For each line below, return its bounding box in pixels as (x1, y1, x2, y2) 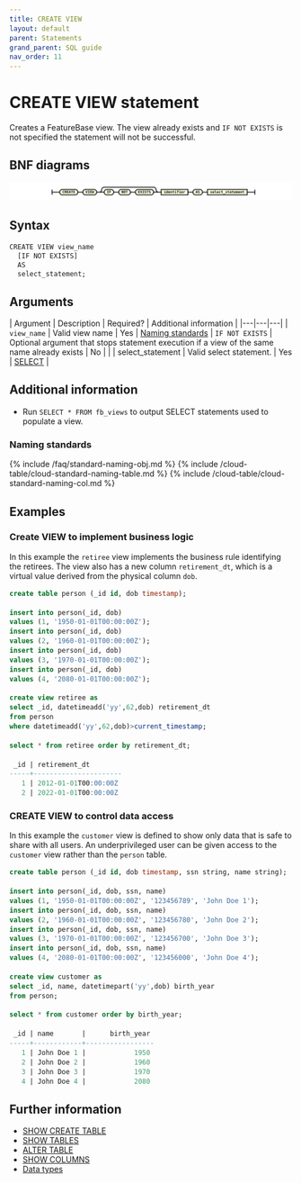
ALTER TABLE (22, 1144, 74, 1156)
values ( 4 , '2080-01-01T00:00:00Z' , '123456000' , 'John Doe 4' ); (9, 953, 259, 962)
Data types (22, 1164, 64, 1175)
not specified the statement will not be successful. (9, 131, 196, 143)
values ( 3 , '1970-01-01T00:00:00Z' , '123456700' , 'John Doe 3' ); (9, 935, 259, 944)
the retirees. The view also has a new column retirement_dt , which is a (9, 561, 273, 572)
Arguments (9, 293, 75, 310)
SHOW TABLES (22, 1135, 79, 1146)
